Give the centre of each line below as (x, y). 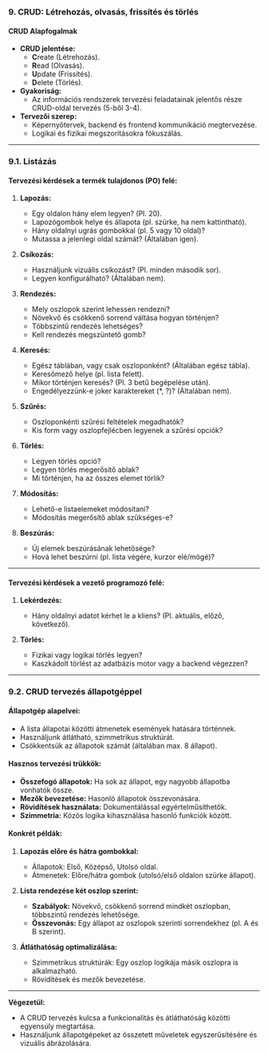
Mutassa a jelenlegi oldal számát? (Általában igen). (115, 239)
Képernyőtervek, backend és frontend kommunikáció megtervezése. (144, 125)
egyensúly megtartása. (57, 1026)
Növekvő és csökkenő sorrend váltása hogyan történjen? (125, 318)
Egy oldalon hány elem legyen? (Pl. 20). (97, 214)
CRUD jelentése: (47, 49)
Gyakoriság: (41, 91)
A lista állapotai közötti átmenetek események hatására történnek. (128, 729)
